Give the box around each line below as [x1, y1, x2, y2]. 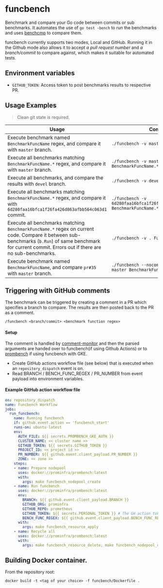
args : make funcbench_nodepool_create [22, 479, 101, 484]
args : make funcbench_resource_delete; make [22, 543, 114, 548]
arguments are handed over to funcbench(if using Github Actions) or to [5, 345, 147, 352]
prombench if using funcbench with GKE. [5, 351, 87, 356]
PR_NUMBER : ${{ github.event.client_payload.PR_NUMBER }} [17, 452, 138, 457]
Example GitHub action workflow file [5, 387, 81, 393]
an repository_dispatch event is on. [12, 365, 84, 371]
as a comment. [5, 310, 35, 315]
